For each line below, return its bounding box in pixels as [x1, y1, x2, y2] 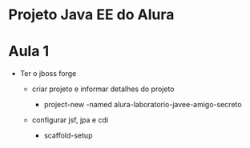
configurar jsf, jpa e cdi [31, 115, 109, 125]
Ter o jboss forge [19, 69, 77, 78]
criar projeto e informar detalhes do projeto [31, 84, 175, 94]
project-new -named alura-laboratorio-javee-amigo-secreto [43, 100, 242, 110]
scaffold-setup [43, 130, 93, 141]
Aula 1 [8, 42, 50, 61]
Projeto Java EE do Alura [8, 6, 175, 24]
